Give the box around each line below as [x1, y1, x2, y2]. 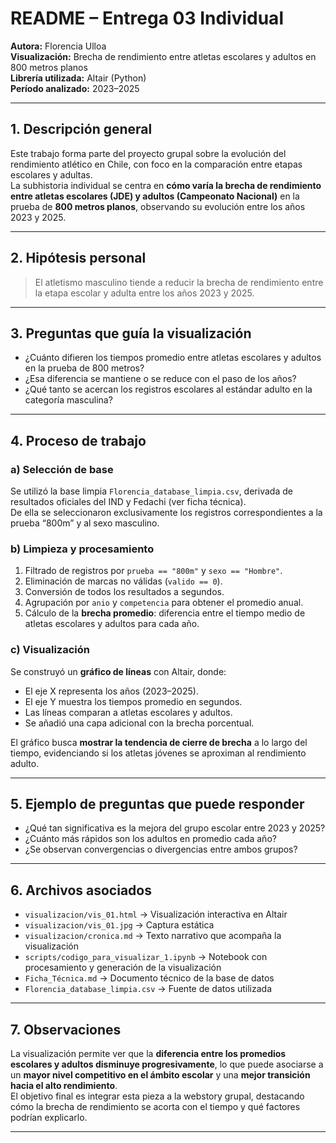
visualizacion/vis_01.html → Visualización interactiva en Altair [24, 908, 288, 921]
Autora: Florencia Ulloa [10, 40, 107, 52]
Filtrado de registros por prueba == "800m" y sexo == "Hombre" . [24, 565, 283, 577]
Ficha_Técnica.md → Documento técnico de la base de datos [24, 972, 275, 984]
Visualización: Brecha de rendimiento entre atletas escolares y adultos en [10, 50, 317, 62]
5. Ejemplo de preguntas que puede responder [10, 796, 305, 813]
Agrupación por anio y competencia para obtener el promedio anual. [24, 597, 304, 609]
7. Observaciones [10, 1021, 122, 1038]
